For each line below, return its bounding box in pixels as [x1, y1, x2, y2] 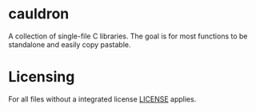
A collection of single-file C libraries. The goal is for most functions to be [8, 31, 248, 41]
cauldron [8, 5, 70, 23]
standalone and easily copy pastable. [8, 39, 131, 49]
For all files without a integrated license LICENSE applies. [8, 94, 197, 104]
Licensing [8, 68, 75, 86]
